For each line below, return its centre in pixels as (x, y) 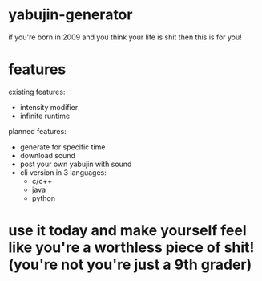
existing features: (37, 92)
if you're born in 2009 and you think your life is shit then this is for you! (125, 37)
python (44, 198)
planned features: (37, 131)
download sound (48, 155)
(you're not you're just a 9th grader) (130, 265)
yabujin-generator (71, 15)
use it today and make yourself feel (127, 231)
